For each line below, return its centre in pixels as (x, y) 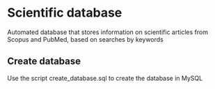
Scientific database (65, 13)
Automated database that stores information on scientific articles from (108, 32)
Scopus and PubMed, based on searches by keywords (85, 39)
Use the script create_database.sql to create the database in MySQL (105, 78)
